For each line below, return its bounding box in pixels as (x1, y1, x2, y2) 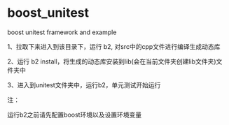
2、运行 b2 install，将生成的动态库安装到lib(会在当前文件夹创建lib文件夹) (7, 57, 216, 66)
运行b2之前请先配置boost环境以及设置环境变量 (7, 110, 142, 119)
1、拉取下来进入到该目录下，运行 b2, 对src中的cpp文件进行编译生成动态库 (7, 42, 221, 50)
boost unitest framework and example (7, 28, 117, 36)
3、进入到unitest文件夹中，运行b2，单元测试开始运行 (7, 80, 161, 89)
